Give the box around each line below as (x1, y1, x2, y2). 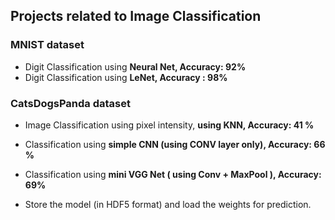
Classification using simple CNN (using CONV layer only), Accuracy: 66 (24, 138, 326, 150)
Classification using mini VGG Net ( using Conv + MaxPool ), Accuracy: (24, 168, 322, 180)
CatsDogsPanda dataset (10, 96, 132, 110)
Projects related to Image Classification (10, 8, 262, 25)
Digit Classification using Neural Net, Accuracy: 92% (24, 60, 247, 73)
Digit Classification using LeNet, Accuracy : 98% (24, 71, 228, 83)
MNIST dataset (10, 38, 85, 52)
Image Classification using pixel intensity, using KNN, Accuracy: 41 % (24, 119, 315, 131)
